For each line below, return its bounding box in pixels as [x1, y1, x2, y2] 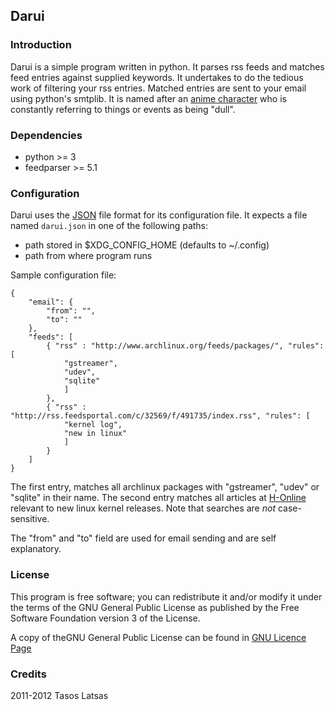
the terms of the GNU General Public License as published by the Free [10, 601, 300, 613]
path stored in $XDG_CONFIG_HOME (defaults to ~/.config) [24, 239, 270, 251]
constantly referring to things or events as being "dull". [10, 103, 236, 115]
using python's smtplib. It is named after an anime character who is [10, 92, 287, 104]
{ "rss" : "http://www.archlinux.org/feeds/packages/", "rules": [46, 341, 325, 351]
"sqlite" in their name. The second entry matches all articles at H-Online [10, 492, 307, 504]
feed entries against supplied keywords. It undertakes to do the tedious [10, 71, 304, 83]
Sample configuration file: [10, 269, 117, 281]
